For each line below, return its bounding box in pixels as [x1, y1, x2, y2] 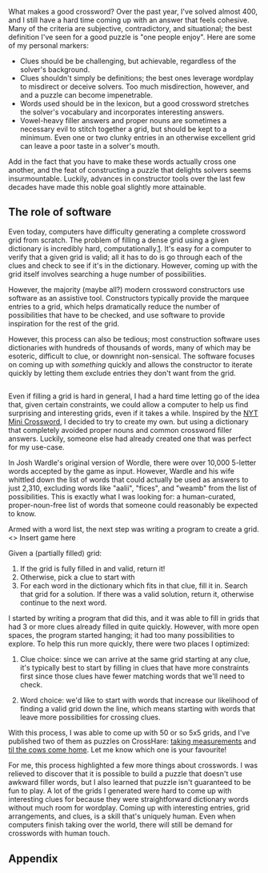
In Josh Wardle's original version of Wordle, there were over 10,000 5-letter [8, 458, 257, 467]
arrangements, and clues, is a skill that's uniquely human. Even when [8, 811, 236, 821]
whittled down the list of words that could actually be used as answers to [8, 475, 249, 485]
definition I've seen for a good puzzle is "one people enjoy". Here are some [8, 32, 256, 42]
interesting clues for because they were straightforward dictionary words [8, 795, 250, 804]
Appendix [8, 851, 58, 865]
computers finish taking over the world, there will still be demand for [8, 820, 234, 830]
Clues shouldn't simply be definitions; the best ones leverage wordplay [19, 74, 254, 82]
